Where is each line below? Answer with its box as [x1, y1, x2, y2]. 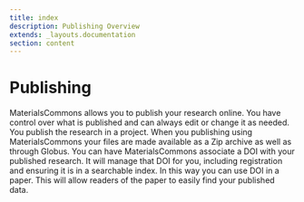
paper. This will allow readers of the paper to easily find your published [9, 175, 275, 186]
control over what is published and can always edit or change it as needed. [9, 117, 290, 128]
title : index [9, 13, 59, 23]
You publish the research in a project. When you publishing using [9, 127, 252, 138]
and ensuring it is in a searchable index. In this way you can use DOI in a [9, 165, 279, 177]
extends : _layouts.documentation [9, 30, 136, 39]
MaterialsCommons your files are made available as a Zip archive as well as [9, 137, 292, 148]
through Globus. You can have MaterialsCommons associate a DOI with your [9, 146, 295, 157]
